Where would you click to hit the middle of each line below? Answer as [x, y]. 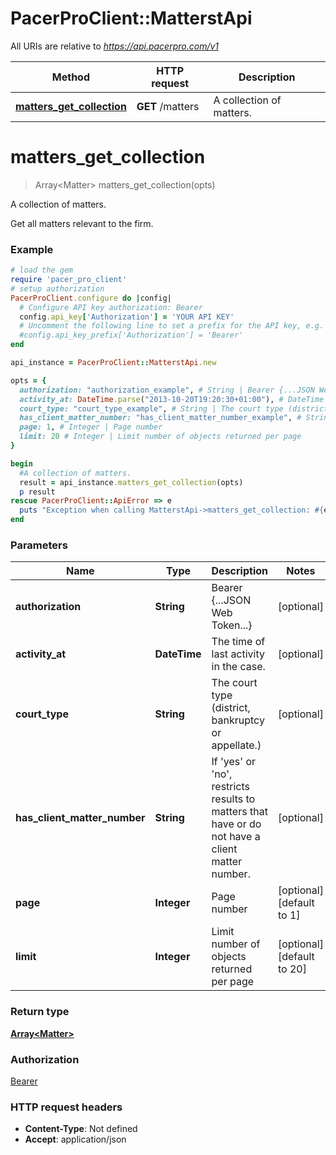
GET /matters [168, 106]
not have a [236, 837]
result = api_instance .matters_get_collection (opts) [131, 482]
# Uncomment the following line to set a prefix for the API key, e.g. [172, 326]
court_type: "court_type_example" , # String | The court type [151, 408]
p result [37, 492]
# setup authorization [57, 288]
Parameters [39, 545]
